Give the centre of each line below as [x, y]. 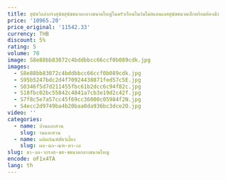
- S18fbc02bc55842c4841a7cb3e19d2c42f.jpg [77, 93]
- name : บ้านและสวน [39, 126]
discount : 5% [27, 40]
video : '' [22, 113]
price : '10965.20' [34, 21]
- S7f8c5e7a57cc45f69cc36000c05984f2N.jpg [77, 100]
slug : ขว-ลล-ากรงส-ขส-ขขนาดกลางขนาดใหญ [58, 152]
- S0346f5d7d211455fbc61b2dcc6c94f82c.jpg [77, 86]
